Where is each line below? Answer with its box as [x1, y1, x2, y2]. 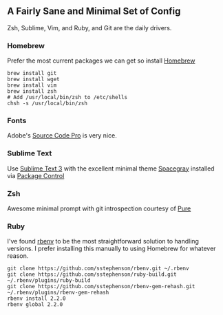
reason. [7, 252, 29, 260]
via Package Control [7, 171, 65, 180]
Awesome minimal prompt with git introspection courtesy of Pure [7, 204, 191, 213]
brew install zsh [7, 88, 57, 95]
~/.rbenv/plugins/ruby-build [7, 277, 91, 284]
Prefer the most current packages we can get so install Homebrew [7, 56, 195, 65]
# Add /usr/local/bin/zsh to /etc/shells [7, 94, 128, 101]
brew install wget [7, 76, 60, 83]
